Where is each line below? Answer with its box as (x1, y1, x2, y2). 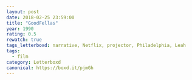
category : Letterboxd (6, 59, 61, 65)
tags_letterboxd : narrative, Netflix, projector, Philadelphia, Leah (6, 43, 187, 49)
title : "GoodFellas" (6, 20, 59, 26)
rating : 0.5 (6, 31, 36, 37)
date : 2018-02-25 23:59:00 (6, 14, 75, 20)
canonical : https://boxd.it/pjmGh (6, 64, 94, 71)
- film (12, 54, 29, 60)
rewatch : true (6, 37, 43, 43)
